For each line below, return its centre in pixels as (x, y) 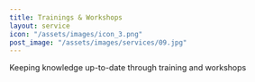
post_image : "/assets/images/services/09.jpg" (98, 42)
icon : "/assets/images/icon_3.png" (76, 34)
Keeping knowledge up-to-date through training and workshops (128, 68)
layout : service (40, 26)
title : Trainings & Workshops (66, 17)
